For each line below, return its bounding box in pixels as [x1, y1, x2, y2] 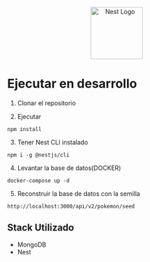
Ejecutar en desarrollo [7, 76, 137, 92]
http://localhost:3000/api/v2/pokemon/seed [7, 203, 135, 210]
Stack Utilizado [7, 222, 74, 233]
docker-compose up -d [7, 177, 70, 184]
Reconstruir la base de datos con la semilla [17, 189, 140, 198]
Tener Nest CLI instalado [17, 138, 88, 146]
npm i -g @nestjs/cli [7, 151, 70, 158]
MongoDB [17, 240, 47, 249]
